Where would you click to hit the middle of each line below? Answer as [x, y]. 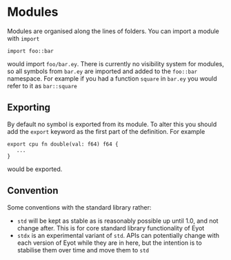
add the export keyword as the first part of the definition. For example [106, 131]
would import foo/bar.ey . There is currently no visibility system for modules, [115, 63]
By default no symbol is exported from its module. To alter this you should [112, 124]
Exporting [29, 108]
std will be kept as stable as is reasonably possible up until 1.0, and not [118, 221]
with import [23, 38]
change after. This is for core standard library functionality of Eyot [111, 228]
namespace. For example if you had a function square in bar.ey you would [112, 78]
